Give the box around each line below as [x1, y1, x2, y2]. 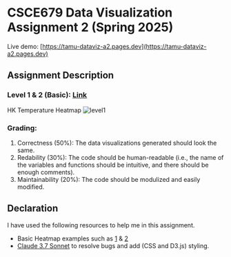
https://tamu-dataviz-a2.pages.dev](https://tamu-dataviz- [42, 42, 207, 50]
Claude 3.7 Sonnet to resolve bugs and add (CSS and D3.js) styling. [17, 241, 210, 249]
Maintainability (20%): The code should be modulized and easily [17, 175, 201, 183]
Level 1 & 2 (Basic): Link [7, 90, 88, 100]
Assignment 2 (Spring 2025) [7, 19, 174, 35]
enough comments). [17, 167, 75, 176]
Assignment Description [7, 70, 114, 81]
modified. [17, 183, 45, 191]
